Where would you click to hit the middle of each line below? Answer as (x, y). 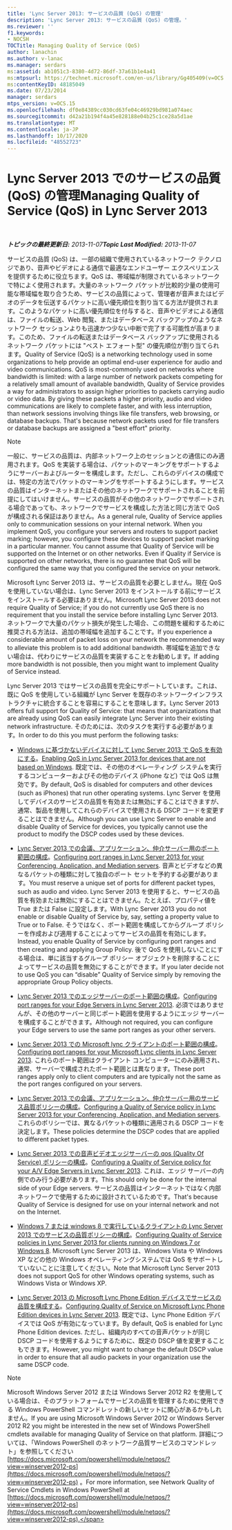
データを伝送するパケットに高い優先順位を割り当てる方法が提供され (116, 302)
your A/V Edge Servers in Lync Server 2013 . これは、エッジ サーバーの (117, 1171)
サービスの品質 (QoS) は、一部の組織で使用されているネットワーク (102, 259)
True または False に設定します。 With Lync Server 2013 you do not (112, 909)
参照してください (49, 1451)
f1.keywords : (26, 33)
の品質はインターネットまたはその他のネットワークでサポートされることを (113, 490)
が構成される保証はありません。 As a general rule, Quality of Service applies (115, 517)
